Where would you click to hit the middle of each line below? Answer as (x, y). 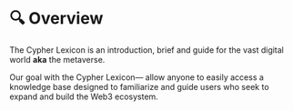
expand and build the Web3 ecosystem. (84, 96)
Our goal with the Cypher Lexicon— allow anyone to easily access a (136, 77)
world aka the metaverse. (57, 59)
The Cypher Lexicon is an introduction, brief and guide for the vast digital (147, 50)
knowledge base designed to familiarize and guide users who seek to (140, 86)
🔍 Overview (56, 19)
